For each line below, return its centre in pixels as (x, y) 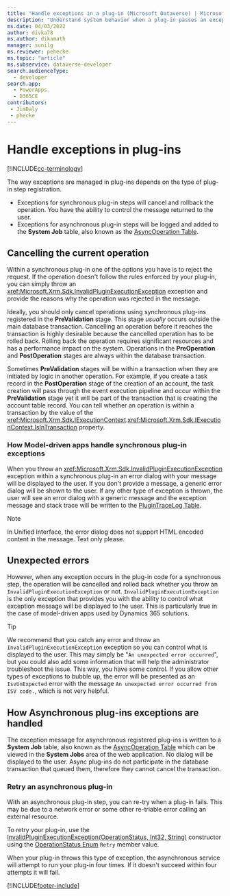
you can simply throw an (42, 284)
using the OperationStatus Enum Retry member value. (83, 844)
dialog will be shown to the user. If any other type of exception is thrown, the (115, 491)
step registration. (38, 189)
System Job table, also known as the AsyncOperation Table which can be (111, 747)
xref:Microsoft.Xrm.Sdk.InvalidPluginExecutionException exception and (107, 292)
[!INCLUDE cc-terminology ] (45, 168)
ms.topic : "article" (37, 58)
